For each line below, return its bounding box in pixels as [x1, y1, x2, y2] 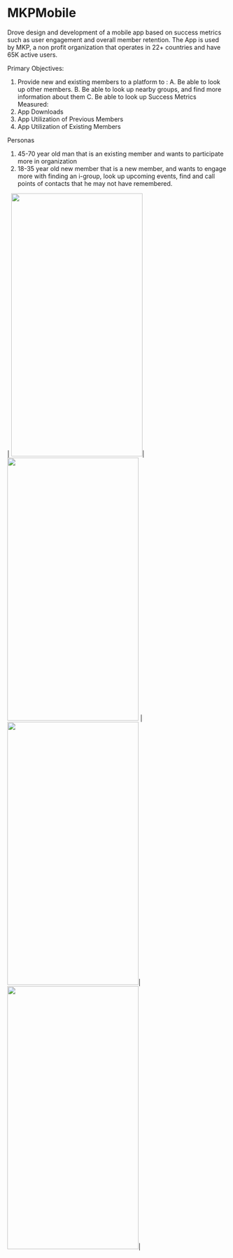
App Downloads [17, 107, 64, 116]
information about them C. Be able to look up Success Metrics [17, 93, 197, 101]
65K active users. [7, 50, 58, 59]
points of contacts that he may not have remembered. [17, 179, 173, 187]
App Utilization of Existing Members [17, 122, 121, 130]
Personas [7, 135, 35, 144]
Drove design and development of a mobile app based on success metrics [7, 28, 222, 36]
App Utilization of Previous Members [17, 114, 124, 123]
